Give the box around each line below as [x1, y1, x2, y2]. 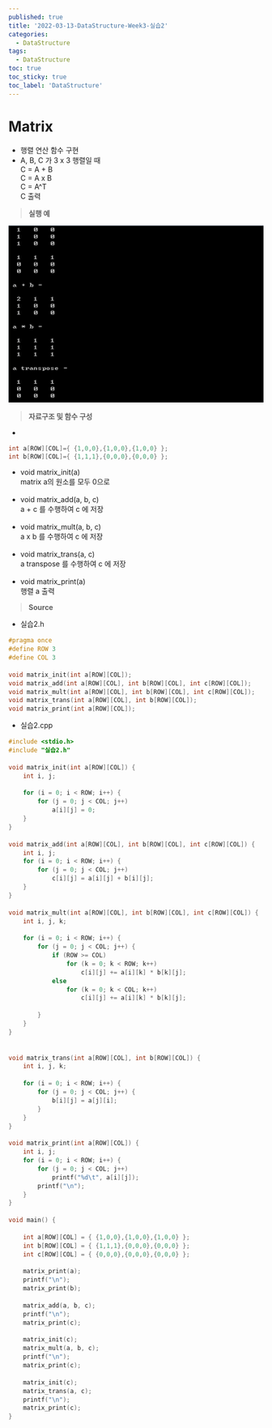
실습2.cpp [19, 721, 53, 731]
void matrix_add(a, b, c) [19, 495, 100, 505]
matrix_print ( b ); [23, 1285, 82, 1293]
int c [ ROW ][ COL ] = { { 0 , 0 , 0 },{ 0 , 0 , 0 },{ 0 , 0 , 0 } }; [23, 1250, 190, 1259]
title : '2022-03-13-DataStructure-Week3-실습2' [8, 21, 168, 30]
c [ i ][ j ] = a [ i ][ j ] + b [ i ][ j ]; [51, 875, 154, 883]
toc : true [8, 65, 42, 73]
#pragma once [8, 637, 53, 645]
